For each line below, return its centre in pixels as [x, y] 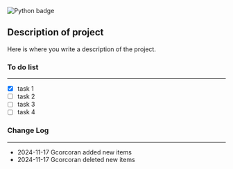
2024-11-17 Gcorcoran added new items [74, 152]
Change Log [28, 130]
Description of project [55, 32]
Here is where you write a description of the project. [81, 49]
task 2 [26, 96]
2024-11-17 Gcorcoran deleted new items [76, 159]
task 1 [25, 89]
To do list [23, 67]
